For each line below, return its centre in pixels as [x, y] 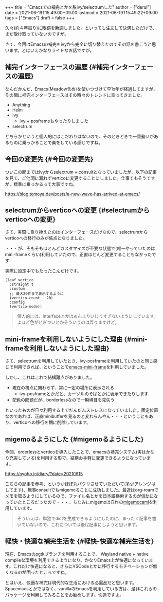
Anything [21, 105]
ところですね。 [54, 572]
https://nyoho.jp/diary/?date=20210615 [44, 474]
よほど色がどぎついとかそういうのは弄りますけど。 [68, 322]
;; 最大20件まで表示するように [37, 294]
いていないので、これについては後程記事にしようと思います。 [78, 525]
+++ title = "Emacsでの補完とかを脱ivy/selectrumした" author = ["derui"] [78, 7]
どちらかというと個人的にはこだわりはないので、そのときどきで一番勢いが [80, 136]
